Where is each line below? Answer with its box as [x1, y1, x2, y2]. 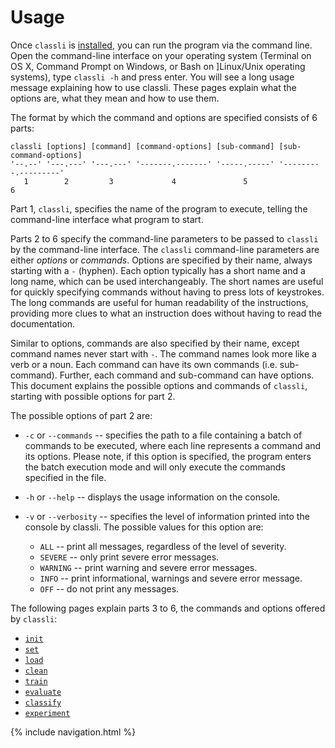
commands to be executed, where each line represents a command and [24, 439, 322, 451]
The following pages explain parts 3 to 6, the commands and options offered [10, 602, 326, 614]
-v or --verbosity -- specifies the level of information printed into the [24, 510, 310, 522]
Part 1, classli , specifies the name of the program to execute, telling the [10, 202, 308, 215]
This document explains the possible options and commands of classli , [10, 379, 308, 391]
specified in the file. [24, 471, 107, 483]
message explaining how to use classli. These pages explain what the [10, 81, 297, 93]
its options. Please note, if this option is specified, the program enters [24, 450, 312, 462]
